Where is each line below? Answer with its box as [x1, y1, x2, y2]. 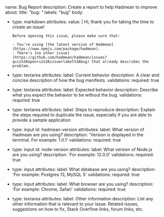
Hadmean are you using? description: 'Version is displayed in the [12, 132, 144, 138]
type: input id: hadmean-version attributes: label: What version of [12, 127, 144, 132]
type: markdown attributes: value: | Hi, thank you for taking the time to [12, 19, 154, 24]
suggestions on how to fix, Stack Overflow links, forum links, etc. [12, 206, 144, 212]
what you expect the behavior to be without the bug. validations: [12, 92, 142, 97]
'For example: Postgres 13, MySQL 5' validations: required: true [12, 171, 140, 177]
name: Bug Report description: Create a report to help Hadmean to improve [5, 4, 157, 10]
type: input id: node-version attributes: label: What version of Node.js [12, 146, 153, 152]
